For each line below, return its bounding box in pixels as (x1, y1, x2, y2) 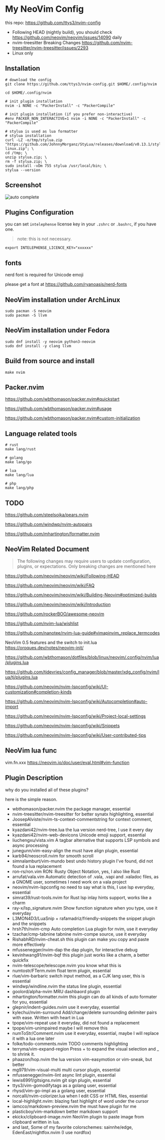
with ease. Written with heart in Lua (12, 1014, 84, 1020)
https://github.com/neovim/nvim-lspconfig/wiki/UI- (5, 684, 109, 690)
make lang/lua (5, 473, 34, 477)
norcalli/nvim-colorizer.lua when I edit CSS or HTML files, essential (12, 1093, 148, 1099)
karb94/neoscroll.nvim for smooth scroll (12, 853, 94, 859)
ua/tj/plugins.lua (5, 674, 38, 680)
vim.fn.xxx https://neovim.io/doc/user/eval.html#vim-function (5, 759, 130, 765)
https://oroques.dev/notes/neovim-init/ (5, 644, 84, 650)
